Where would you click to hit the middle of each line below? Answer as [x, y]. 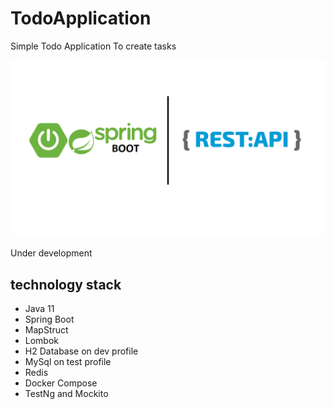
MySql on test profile [68, 362]
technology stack [66, 284]
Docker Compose [61, 383]
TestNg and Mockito [66, 394]
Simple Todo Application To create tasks [93, 46]
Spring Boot [49, 319]
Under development [51, 253]
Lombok [42, 341]
